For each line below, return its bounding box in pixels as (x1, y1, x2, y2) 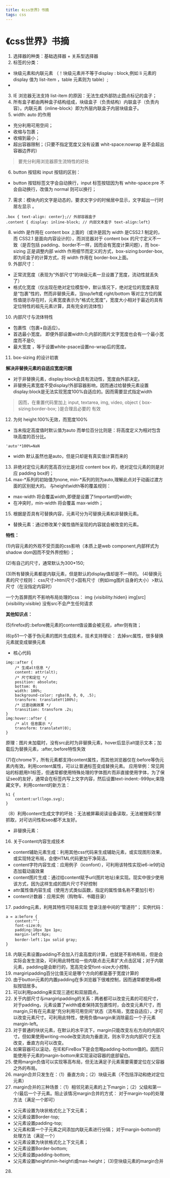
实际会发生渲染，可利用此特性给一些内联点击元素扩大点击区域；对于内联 (13, 957, 163, 964)
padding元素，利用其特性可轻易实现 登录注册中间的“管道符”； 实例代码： (13, 904, 165, 910)
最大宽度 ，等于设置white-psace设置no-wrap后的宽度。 (13, 344, 129, 350)
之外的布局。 (13, 1065, 40, 1071)
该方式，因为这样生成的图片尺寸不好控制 (13, 881, 97, 887)
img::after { (6, 660, 33, 665)
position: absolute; (15, 680, 58, 685)
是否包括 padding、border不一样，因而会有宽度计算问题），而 (22, 242, 149, 248)
